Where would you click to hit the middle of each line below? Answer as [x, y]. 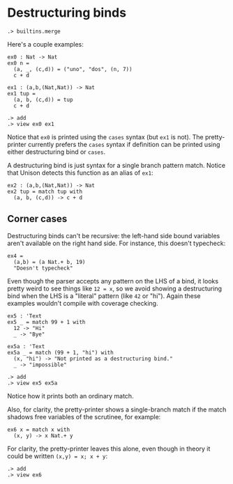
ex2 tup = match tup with [45, 192]
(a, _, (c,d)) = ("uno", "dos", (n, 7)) [73, 69]
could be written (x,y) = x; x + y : [58, 456]
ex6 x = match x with [39, 430]
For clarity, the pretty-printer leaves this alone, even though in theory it [109, 448]
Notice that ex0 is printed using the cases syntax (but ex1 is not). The [105, 136]
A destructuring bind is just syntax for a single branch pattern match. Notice [116, 165]
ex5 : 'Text [24, 316]
